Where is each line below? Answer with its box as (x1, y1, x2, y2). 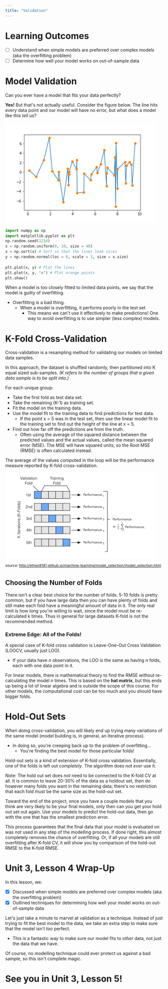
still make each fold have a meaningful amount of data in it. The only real (5, 602, 155, 608)
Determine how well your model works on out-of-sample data (12, 57, 139, 63)
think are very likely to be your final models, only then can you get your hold (5, 803, 161, 809)
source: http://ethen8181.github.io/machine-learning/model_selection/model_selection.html (5, 563, 161, 568)
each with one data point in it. (12, 662, 74, 668)
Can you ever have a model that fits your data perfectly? (5, 92, 121, 98)
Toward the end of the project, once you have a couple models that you (5, 798, 152, 804)
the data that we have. (12, 940, 58, 947)
